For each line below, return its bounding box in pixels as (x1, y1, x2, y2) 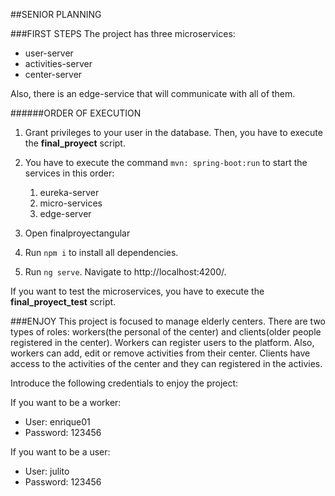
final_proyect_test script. (10, 296, 117, 308)
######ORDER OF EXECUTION (10, 107, 142, 119)
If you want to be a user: (10, 446, 111, 458)
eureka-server (39, 187, 100, 198)
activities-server (24, 58, 93, 69)
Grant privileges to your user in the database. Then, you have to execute (24, 127, 323, 138)
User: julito (24, 465, 70, 477)
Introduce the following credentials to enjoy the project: (10, 377, 239, 389)
